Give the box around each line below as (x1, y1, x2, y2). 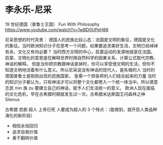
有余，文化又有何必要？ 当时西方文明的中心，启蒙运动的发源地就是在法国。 (5, 49, 155, 55)
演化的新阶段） (5, 112, 35, 118)
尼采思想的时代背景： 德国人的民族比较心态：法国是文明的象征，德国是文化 (5, 37, 155, 43)
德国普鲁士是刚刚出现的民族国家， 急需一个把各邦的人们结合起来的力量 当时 (5, 73, 156, 79)
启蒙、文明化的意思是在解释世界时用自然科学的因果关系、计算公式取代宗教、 (5, 55, 158, 60)
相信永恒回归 (12, 123, 38, 129)
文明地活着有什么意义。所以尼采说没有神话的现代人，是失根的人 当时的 (13, 67, 155, 72)
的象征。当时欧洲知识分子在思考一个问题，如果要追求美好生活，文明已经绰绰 (5, 43, 158, 48)
